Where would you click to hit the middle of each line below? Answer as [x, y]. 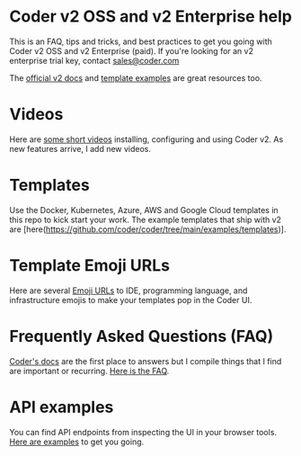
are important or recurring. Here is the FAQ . [89, 371]
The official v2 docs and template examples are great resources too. [136, 77]
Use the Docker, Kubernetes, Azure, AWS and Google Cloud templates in [144, 210]
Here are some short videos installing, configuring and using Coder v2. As [146, 139]
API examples [62, 407]
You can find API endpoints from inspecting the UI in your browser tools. [143, 432]
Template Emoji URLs [90, 265]
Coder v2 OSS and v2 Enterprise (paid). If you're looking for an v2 [132, 50]
